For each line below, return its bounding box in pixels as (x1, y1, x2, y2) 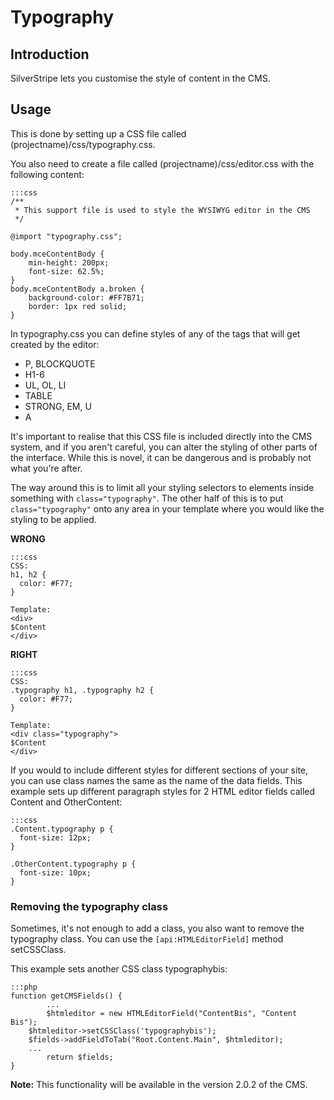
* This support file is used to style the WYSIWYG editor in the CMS (14, 205, 311, 215)
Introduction (10, 46, 90, 63)
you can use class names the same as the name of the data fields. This (10, 774, 303, 786)
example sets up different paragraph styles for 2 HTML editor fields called (10, 785, 316, 797)
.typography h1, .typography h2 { (10, 685, 155, 695)
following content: (10, 168, 85, 180)
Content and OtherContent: (10, 796, 123, 808)
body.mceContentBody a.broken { (10, 284, 145, 294)
